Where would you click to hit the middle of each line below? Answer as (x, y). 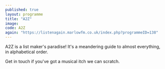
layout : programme (24, 14)
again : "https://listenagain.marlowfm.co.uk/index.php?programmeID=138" (82, 33)
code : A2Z (15, 28)
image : (12, 23)
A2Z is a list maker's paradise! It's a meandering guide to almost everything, (83, 47)
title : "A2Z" (19, 19)
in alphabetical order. (27, 52)
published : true (22, 10)
